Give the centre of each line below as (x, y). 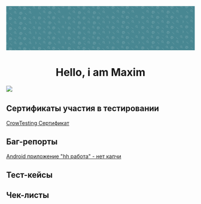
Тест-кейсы (29, 175)
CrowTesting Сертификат (38, 123)
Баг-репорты (32, 142)
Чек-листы (28, 195)
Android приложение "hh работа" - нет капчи (64, 156)
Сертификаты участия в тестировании (83, 109)
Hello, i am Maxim (100, 73)
